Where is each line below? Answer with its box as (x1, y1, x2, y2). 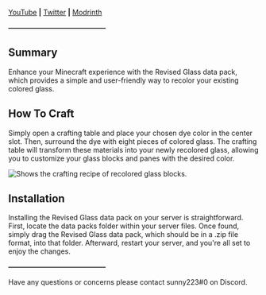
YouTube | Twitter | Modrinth (8, 8, 102, 17)
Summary (8, 46, 58, 60)
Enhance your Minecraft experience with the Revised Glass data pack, (8, 67, 238, 76)
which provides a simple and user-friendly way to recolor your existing (8, 76, 240, 85)
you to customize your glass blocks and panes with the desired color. (8, 153, 235, 163)
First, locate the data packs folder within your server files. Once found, (8, 221, 240, 231)
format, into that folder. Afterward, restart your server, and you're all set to (8, 239, 251, 248)
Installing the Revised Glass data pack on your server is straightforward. (8, 213, 244, 223)
